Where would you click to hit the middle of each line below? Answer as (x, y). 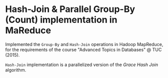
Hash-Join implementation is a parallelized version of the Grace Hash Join (82, 64)
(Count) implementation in (61, 20)
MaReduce (28, 30)
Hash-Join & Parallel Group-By (70, 9)
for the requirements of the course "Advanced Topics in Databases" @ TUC (83, 49)
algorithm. (16, 70)
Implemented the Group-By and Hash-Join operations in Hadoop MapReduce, (84, 44)
